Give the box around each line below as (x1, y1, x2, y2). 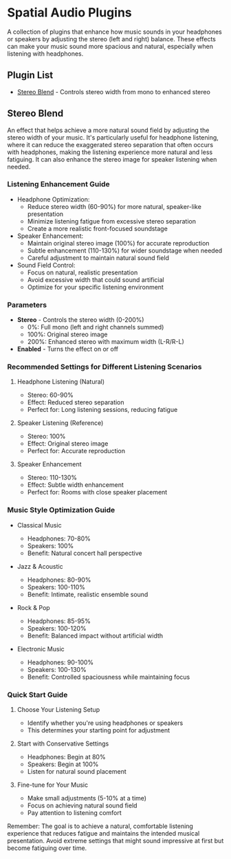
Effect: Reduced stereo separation (27, 398, 125, 406)
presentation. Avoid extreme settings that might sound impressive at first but (7, 837, 224, 845)
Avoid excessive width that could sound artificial (27, 275, 164, 283)
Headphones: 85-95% (27, 617, 91, 625)
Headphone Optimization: (16, 195, 90, 204)
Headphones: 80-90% (27, 576, 91, 584)
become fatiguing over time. (7, 844, 87, 852)
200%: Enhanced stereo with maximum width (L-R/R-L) (27, 338, 184, 346)
